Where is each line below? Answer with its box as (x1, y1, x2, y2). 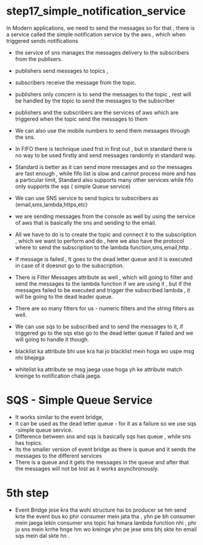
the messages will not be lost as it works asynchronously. (15, 465, 159, 472)
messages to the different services (15, 452, 102, 459)
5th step (6, 486, 49, 500)
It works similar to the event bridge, (15, 413, 104, 421)
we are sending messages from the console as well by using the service (15, 212, 196, 219)
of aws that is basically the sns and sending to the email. (15, 219, 156, 226)
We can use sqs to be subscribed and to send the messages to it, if (15, 323, 184, 330)
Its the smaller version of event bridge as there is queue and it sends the (15, 446, 196, 453)
